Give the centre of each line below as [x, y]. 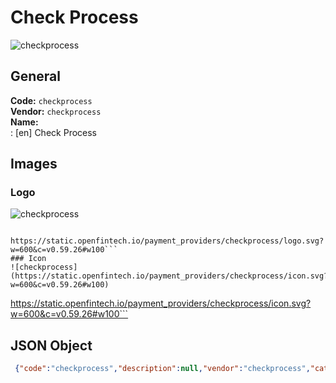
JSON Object [51, 345]
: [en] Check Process [53, 132]
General [36, 76]
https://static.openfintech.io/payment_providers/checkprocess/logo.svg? [167, 241]
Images [34, 164]
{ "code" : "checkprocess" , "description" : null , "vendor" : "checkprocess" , [162, 369]
